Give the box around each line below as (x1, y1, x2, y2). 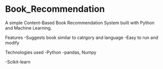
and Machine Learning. (5, 25, 52, 31)
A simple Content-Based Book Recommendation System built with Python (5, 20, 155, 26)
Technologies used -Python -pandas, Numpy (5, 49, 97, 55)
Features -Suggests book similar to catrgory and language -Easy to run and (5, 34, 159, 40)
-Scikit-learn (5, 59, 31, 65)
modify (5, 39, 20, 45)
